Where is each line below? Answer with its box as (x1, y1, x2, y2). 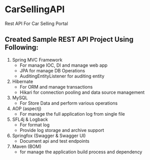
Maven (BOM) (12, 143, 42, 149)
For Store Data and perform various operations (19, 100, 118, 106)
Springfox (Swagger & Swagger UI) (12, 132, 86, 139)
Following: (5, 43, 39, 52)
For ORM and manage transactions (19, 84, 93, 90)
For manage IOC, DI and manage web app (19, 62, 108, 68)
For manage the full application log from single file (19, 111, 125, 117)
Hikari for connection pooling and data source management (19, 89, 145, 95)
